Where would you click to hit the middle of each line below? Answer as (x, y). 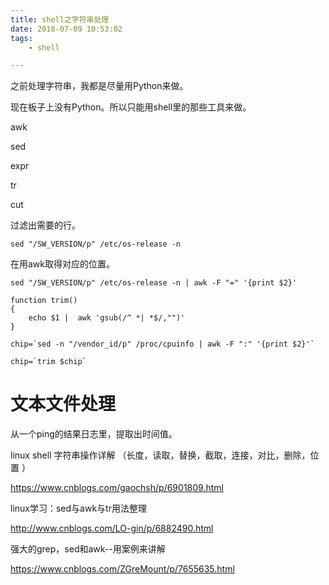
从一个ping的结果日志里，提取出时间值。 (94, 434)
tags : (21, 38)
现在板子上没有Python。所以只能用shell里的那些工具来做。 (131, 107)
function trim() (44, 301)
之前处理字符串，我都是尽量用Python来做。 (99, 86)
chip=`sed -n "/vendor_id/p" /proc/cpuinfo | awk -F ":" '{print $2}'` (162, 344)
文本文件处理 (63, 404)
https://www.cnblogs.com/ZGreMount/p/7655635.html (122, 569)
